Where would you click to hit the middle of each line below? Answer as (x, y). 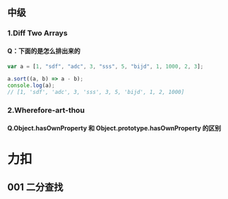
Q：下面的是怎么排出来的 (44, 51)
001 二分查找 (35, 187)
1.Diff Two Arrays (38, 33)
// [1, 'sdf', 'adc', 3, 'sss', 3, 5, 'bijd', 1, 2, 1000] (96, 92)
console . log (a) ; (31, 86)
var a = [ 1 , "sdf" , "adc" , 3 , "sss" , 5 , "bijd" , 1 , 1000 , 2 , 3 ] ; (106, 66)
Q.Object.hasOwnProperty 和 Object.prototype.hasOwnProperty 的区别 (114, 128)
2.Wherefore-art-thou (46, 110)
